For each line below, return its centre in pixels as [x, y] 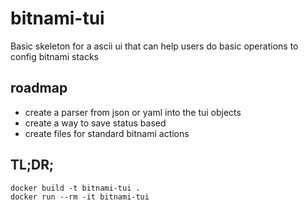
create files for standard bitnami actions [107, 133]
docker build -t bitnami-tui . [75, 188]
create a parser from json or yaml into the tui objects [133, 112]
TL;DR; [32, 165]
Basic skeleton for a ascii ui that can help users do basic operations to [154, 46]
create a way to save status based [95, 123]
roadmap [39, 88]
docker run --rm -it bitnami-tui [80, 197]
